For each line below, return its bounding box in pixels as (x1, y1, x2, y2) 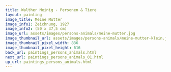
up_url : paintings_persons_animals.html (5, 59, 93, 64)
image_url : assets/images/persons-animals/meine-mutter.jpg (5, 31, 136, 36)
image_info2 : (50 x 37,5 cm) (5, 26, 67, 31)
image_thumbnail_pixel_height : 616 (5, 45, 81, 50)
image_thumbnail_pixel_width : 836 (5, 41, 79, 46)
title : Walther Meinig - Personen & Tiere (5, 7, 97, 13)
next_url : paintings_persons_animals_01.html (5, 54, 103, 60)
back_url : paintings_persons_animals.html (5, 50, 97, 55)
